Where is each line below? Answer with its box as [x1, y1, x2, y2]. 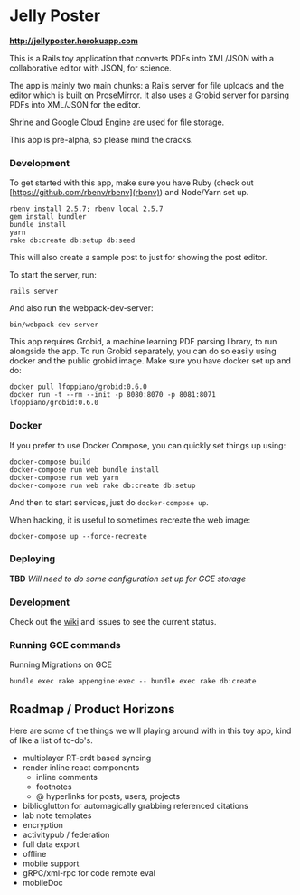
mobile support [22, 858, 80, 869]
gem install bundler [9, 212, 88, 221]
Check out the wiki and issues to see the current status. [9, 617, 217, 627]
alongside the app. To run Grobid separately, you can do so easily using [9, 345, 277, 357]
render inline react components [22, 762, 140, 773]
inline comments [35, 772, 98, 783]
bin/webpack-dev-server [9, 320, 99, 330]
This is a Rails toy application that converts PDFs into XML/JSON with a [9, 52, 274, 63]
